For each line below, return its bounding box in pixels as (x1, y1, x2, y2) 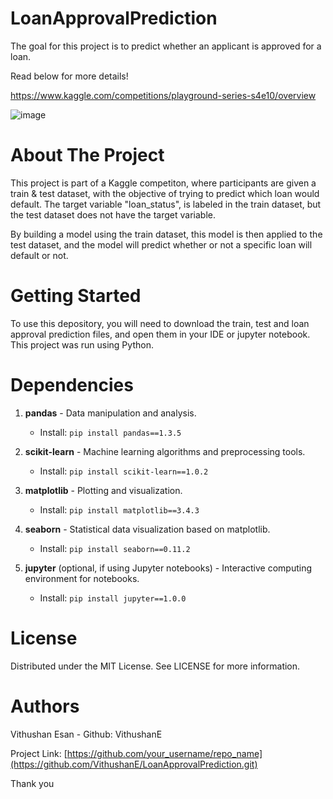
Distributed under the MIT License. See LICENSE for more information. (10, 660, 301, 672)
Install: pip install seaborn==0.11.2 (39, 542, 191, 554)
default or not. (10, 249, 69, 261)
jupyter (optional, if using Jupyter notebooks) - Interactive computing (24, 562, 313, 574)
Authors (10, 695, 80, 717)
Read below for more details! (10, 70, 129, 82)
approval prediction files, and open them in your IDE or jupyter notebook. (10, 328, 311, 340)
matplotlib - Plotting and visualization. (24, 484, 183, 496)
